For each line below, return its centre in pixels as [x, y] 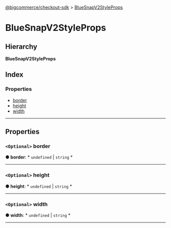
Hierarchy [21, 46]
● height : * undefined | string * [39, 186]
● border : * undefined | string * [39, 157]
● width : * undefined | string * [38, 215]
